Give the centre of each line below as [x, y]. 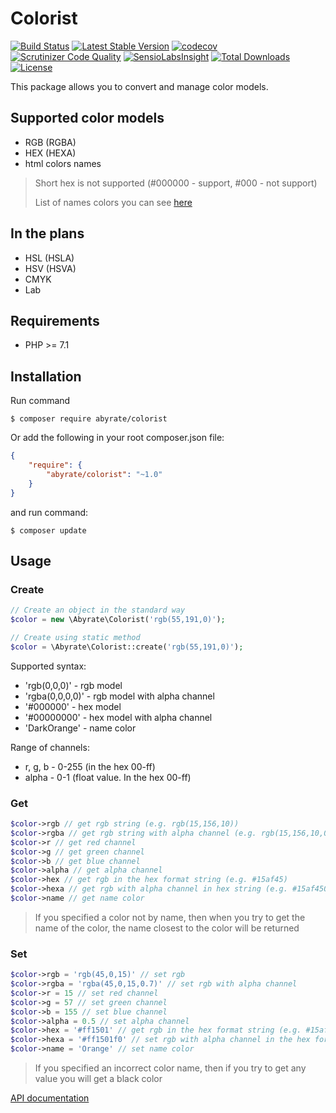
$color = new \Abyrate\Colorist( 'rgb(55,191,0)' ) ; [118, 620]
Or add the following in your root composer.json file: [117, 438]
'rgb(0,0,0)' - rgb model [73, 685]
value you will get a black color [98, 1079]
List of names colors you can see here [113, 202]
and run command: [49, 512]
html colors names [63, 163]
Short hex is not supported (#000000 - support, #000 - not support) [176, 183]
